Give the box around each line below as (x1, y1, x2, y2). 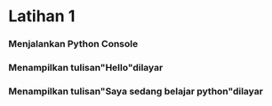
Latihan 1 (8, 6, 76, 26)
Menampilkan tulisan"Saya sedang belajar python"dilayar (8, 85, 264, 97)
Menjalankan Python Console (8, 38, 139, 50)
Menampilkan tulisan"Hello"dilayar (8, 62, 164, 74)
